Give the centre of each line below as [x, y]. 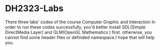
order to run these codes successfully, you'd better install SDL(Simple [75, 27]
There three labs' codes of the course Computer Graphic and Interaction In [80, 22]
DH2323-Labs [34, 8]
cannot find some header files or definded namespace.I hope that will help [80, 37]
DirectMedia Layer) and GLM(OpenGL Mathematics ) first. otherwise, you [79, 32]
